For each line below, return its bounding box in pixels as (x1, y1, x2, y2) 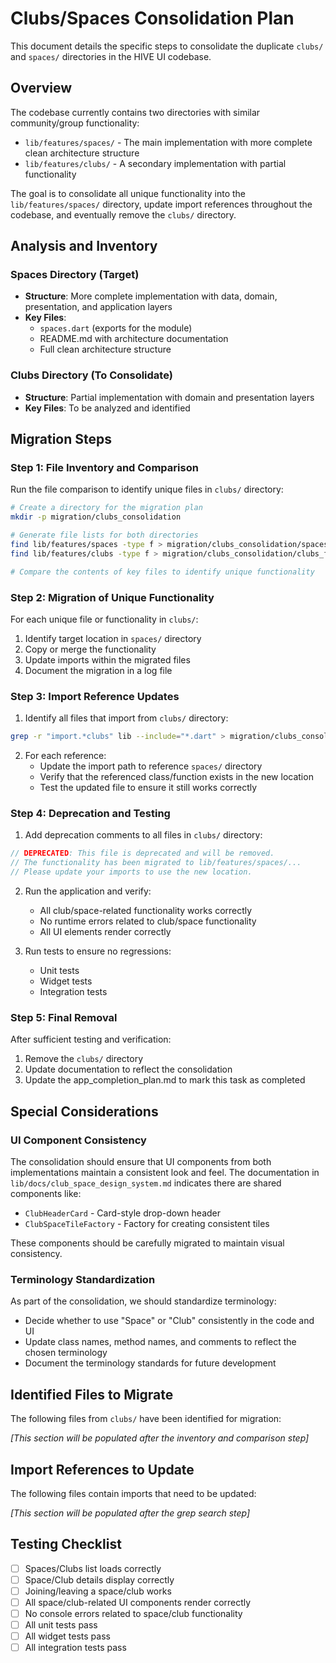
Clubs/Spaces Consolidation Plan (10, 7, 295, 30)
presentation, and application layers (24, 301, 173, 313)
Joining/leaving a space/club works (24, 1585, 172, 1597)
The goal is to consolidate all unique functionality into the (10, 187, 247, 199)
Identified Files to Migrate (10, 1386, 174, 1403)
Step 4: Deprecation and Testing (10, 807, 171, 821)
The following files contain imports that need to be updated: (10, 1487, 257, 1499)
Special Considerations (10, 1103, 159, 1120)
